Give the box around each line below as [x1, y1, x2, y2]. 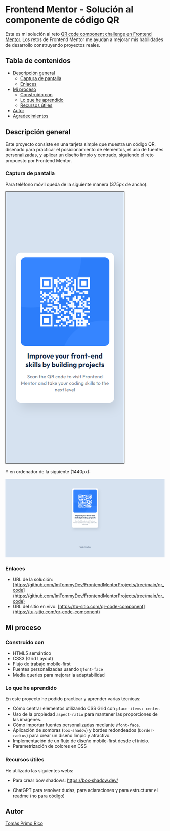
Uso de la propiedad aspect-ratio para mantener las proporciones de [12, 711, 158, 717]
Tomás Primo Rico [5, 820, 43, 826]
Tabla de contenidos [5, 57, 71, 65]
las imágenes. [12, 717, 42, 723]
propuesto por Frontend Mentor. [5, 157, 72, 163]
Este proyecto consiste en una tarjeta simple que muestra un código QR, [5, 141, 156, 147]
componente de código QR [5, 14, 120, 26]
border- [139, 728, 155, 733]
